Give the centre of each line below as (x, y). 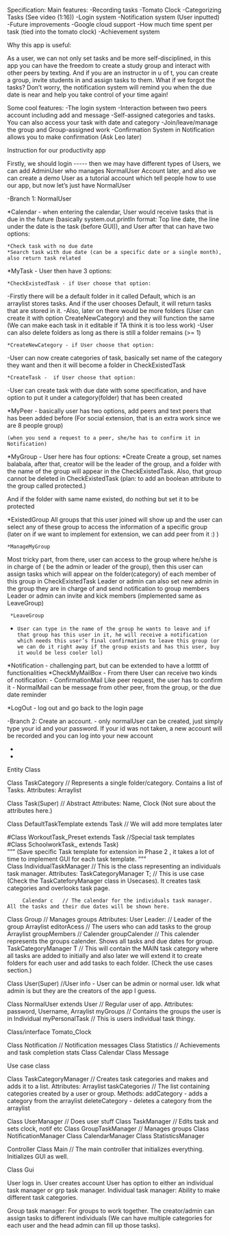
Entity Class (24, 769)
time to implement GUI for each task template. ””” (77, 859)
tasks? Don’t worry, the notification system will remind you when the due (110, 87)
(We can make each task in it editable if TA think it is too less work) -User (110, 325)
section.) (20, 970)
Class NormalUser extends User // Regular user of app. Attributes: (100, 1004)
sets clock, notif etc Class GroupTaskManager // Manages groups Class (108, 1128)
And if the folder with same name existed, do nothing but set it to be (103, 499)
